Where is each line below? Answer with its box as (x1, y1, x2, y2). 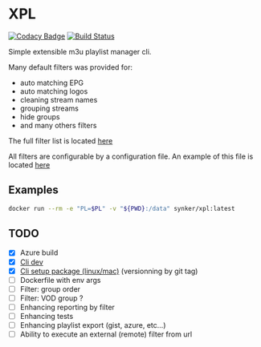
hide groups (19, 111, 60, 121)
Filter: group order (19, 284, 81, 293)
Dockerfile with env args (19, 275, 101, 284)
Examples (8, 184, 59, 197)
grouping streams (19, 103, 79, 113)
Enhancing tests (19, 311, 74, 321)
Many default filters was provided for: (8, 62, 133, 72)
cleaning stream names (19, 95, 98, 104)
